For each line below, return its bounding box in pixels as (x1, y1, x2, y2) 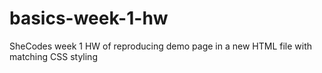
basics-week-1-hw (9, 7, 169, 30)
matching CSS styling (9, 50, 98, 62)
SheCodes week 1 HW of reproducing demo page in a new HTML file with (9, 40, 313, 52)
